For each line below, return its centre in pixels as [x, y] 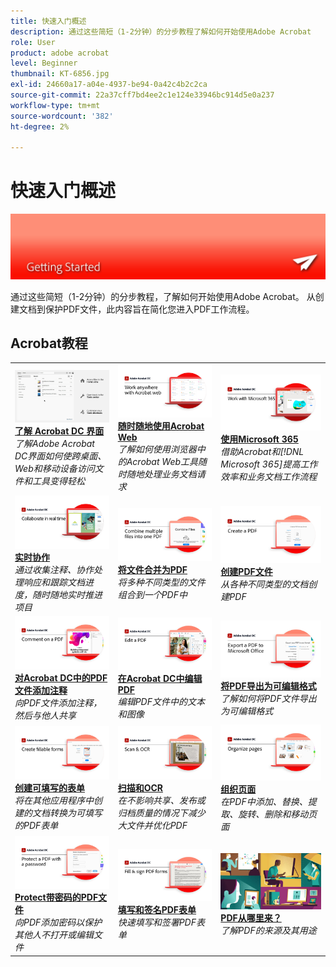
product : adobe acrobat [60, 53]
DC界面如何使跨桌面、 [60, 456]
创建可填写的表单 [49, 787]
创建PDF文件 [246, 571]
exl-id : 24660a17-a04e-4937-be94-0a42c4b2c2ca [109, 85]
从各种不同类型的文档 [264, 584]
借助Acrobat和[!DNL [262, 452]
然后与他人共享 [45, 715]
